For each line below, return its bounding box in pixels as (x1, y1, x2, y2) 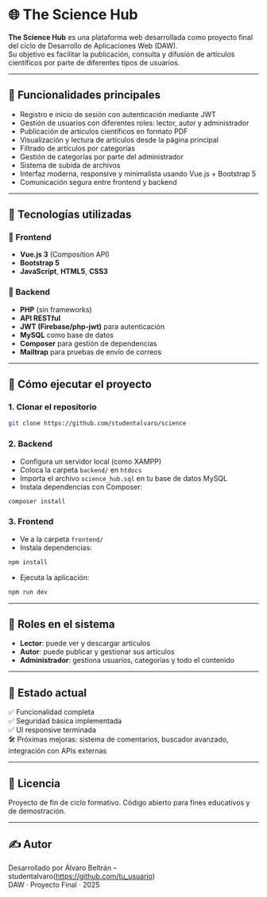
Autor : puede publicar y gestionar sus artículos (19, 647, 175, 656)
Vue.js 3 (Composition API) (19, 249, 110, 260)
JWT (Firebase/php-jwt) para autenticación (19, 321, 165, 331)
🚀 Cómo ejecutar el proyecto (8, 378, 153, 391)
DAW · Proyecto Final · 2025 (8, 879, 101, 889)
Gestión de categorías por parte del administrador (19, 151, 184, 161)
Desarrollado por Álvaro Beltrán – (8, 863, 118, 872)
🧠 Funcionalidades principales (8, 88, 161, 102)
